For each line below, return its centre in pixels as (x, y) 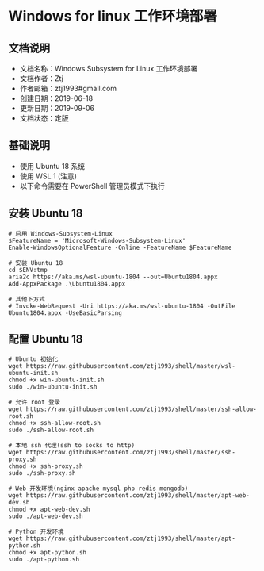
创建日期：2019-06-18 (56, 98)
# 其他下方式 (27, 299)
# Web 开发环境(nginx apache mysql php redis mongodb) (98, 489)
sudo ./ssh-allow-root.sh (51, 430)
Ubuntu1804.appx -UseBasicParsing (65, 313)
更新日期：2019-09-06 (57, 108)
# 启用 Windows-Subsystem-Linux (60, 234)
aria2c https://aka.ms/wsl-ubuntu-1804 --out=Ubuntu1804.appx (113, 277)
